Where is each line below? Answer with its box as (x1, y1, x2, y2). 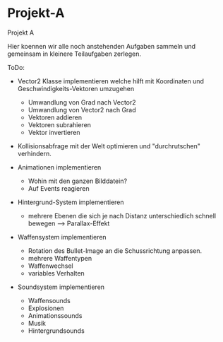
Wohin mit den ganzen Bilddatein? (28, 177, 128, 185)
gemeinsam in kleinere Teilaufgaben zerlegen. (7, 49, 142, 58)
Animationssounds (28, 311, 83, 319)
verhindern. (17, 149, 52, 158)
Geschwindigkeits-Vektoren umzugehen (17, 84, 135, 93)
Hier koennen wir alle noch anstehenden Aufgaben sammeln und (7, 42, 196, 50)
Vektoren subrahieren (28, 120, 92, 129)
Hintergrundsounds (28, 326, 85, 335)
